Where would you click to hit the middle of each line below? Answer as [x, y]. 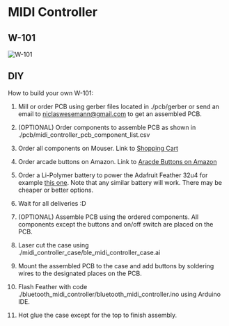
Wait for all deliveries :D [52, 203]
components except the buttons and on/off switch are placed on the [116, 224]
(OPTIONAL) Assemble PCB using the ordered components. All [108, 217]
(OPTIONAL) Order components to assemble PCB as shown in [107, 127]
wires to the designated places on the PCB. [80, 273]
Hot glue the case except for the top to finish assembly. [97, 315]
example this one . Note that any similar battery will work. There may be [120, 182]
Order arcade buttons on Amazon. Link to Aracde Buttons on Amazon [117, 161]
